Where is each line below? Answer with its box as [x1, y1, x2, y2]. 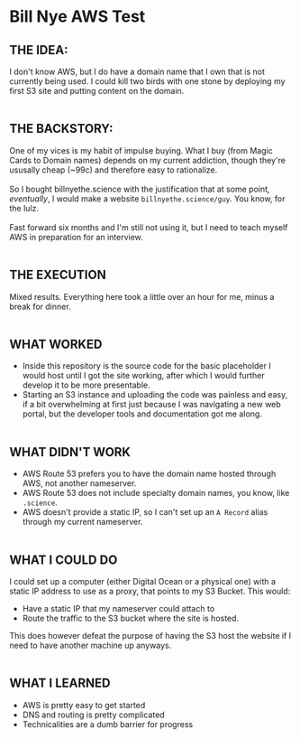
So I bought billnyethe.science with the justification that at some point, [9, 183, 270, 194]
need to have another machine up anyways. [9, 640, 172, 651]
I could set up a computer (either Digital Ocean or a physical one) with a [9, 576, 277, 587]
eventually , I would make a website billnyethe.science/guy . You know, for [9, 192, 286, 204]
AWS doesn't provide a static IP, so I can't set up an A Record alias [22, 507, 268, 518]
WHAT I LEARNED [9, 676, 111, 691]
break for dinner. [9, 301, 71, 312]
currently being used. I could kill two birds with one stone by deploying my [9, 76, 286, 87]
